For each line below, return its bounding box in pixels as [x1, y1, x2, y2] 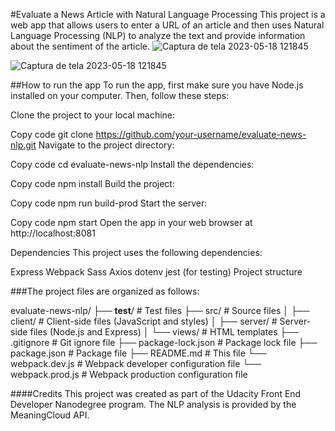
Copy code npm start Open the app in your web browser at [10, 217, 253, 228]
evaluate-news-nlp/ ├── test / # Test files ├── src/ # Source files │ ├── [10, 305, 310, 316]
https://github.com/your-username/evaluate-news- [95, 129, 307, 140]
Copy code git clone [10, 129, 94, 140]
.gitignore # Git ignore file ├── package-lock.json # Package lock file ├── [10, 337, 318, 348]
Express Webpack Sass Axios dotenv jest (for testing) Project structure [10, 266, 303, 278]
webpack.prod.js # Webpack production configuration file [10, 369, 248, 380]
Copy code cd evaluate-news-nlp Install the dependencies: [10, 159, 255, 170]
